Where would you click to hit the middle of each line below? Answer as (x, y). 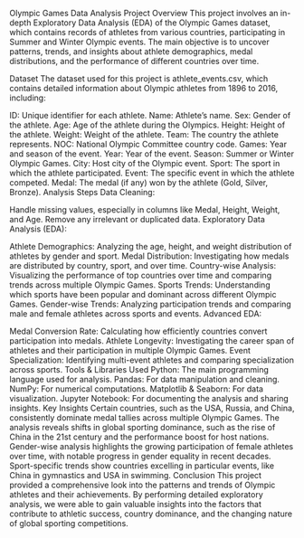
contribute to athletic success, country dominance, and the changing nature (151, 514)
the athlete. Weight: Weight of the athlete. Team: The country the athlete (144, 134)
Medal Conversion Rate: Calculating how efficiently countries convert (138, 331)
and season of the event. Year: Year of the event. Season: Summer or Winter (152, 154)
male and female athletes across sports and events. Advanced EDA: (136, 314)
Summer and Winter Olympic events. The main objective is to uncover (139, 42)
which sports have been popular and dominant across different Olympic (143, 294)
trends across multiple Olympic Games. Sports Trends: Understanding (140, 285)
